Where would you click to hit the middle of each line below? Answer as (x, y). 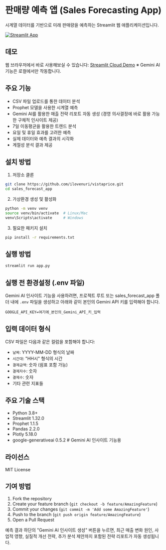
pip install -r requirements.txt (40, 237)
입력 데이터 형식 (28, 329)
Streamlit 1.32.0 (28, 418)
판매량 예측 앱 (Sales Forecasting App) (83, 10)
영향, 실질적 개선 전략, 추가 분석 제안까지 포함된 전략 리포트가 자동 (78, 537)
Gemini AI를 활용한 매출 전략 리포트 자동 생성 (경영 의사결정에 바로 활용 (82, 114)
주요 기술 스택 (25, 401)
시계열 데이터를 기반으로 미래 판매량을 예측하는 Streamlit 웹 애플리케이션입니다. (82, 25)
